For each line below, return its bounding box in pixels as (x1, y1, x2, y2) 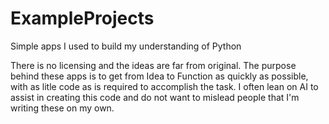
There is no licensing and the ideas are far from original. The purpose (10, 59, 297, 71)
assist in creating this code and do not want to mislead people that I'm (10, 91, 300, 103)
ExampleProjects (10, 7, 155, 30)
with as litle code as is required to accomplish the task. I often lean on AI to (10, 80, 319, 92)
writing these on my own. (10, 102, 115, 114)
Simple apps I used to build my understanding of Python (10, 40, 242, 52)
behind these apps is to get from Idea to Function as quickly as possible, (10, 70, 309, 82)
